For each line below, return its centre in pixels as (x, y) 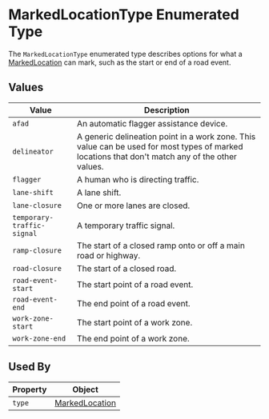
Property (30, 389)
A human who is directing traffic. (138, 179)
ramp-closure (37, 250)
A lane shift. (99, 192)
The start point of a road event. (135, 284)
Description (167, 110)
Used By (30, 367)
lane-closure (37, 205)
